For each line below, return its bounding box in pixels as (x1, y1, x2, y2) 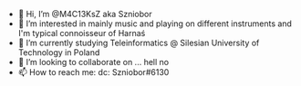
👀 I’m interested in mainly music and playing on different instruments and (17, 18, 292, 29)
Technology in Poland (17, 47, 100, 58)
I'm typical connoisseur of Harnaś (17, 28, 146, 38)
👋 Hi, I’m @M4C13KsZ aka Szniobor (17, 9, 152, 19)
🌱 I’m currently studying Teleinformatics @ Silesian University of (17, 37, 260, 48)
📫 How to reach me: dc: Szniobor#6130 (17, 67, 170, 77)
